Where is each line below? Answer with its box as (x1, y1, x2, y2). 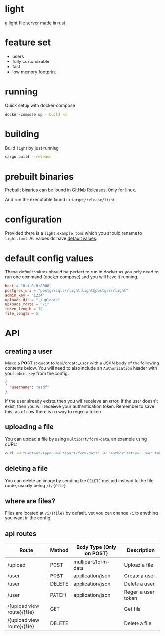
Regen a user (124, 589, 155, 596)
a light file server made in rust (5, 20, 65, 26)
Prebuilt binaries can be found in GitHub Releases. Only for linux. (5, 187, 137, 193)
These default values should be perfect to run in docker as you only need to (5, 269, 159, 275)
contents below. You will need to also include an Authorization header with (5, 365, 157, 371)
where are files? (5, 497, 55, 505)
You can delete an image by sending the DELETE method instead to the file (5, 477, 154, 483)
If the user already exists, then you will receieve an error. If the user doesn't (5, 398, 158, 404)
